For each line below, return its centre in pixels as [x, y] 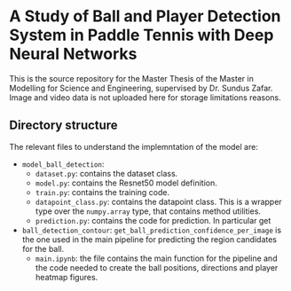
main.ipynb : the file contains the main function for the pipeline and [156, 258]
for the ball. [43, 248]
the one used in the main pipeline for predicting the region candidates [149, 239]
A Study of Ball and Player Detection [145, 16]
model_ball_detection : [63, 164]
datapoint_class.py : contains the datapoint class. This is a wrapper [158, 201]
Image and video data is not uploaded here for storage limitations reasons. [145, 97]
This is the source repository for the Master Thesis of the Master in [132, 78]
